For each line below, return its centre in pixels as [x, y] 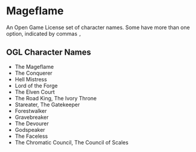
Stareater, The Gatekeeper [47, 104]
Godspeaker [30, 129]
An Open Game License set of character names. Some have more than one [98, 27]
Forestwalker [31, 110]
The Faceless [31, 136]
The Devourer [32, 123]
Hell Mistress [31, 79]
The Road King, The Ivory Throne [56, 98]
